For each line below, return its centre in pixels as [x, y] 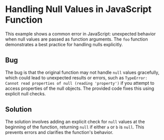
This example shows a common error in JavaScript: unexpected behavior [80, 34]
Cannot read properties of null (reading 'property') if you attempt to [80, 83]
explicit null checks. [25, 93]
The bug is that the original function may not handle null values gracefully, [82, 72]
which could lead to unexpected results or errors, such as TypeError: [76, 78]
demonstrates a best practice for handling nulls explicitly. [64, 44]
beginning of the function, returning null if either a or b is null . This [75, 127]
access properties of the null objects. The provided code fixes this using [80, 88]
